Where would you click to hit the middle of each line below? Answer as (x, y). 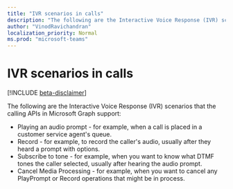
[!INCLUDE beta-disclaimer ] (47, 93)
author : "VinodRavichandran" (49, 26)
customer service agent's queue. (64, 134)
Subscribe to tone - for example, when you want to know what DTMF (116, 156)
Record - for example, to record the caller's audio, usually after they (114, 142)
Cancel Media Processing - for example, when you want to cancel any (117, 171)
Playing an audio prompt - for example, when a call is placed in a (110, 127)
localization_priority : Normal (52, 33)
